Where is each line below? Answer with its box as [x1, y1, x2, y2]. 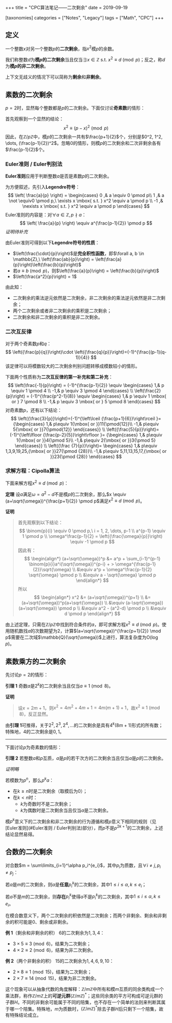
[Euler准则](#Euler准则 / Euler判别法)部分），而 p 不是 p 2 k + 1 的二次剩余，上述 [5, 824, 163, 831]
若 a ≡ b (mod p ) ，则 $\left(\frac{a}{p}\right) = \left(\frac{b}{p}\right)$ [12, 268, 160, 274]
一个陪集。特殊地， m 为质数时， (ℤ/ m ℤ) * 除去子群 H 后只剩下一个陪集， [14, 1005, 159, 1012]
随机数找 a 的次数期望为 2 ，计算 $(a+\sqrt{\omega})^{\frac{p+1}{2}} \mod [9, 628, 161, 634]
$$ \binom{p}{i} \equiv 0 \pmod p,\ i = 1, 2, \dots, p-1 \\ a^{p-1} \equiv [19, 528, 166, 534]
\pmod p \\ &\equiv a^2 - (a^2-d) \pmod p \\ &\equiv [58, 605, 166, 612]
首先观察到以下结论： [17, 519, 63, 526]
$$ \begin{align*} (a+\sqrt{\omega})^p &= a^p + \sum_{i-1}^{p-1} [24, 556, 161, 562]
